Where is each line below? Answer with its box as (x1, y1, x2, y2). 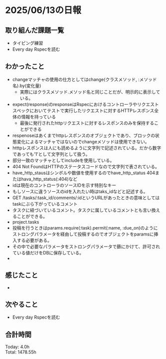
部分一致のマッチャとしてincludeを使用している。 (12, 157, 114, 163)
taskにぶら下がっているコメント (12, 201, 78, 207)
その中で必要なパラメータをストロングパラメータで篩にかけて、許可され (12, 243, 161, 249)
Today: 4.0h (5, 344, 30, 350)
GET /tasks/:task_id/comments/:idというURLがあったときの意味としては (12, 195, 160, 201)
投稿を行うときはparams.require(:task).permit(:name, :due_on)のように (12, 225, 158, 231)
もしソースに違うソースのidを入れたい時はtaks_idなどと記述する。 (12, 188, 148, 194)
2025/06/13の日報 (5, 4, 82, 16)
